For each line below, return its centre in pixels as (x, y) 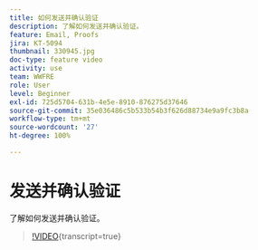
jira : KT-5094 (36, 43)
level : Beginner (40, 93)
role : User (30, 85)
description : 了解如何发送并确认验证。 (76, 26)
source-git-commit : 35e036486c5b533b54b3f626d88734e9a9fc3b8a (129, 111)
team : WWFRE (32, 77)
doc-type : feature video (56, 60)
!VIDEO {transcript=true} (76, 236)
